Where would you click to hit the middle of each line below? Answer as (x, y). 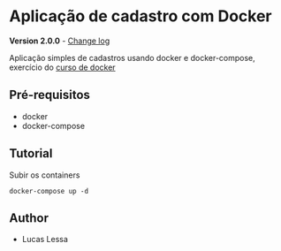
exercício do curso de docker (63, 67)
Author (29, 218)
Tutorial (31, 153)
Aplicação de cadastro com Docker (140, 16)
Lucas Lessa (45, 240)
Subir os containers (45, 175)
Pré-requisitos (50, 95)
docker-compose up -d (49, 191)
